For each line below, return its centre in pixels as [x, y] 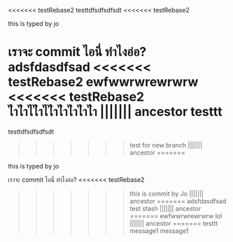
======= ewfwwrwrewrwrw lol [176, 215]
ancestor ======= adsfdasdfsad [178, 201]
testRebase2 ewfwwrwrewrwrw [103, 82]
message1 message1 [159, 231]
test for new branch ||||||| [166, 145]
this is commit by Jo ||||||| [167, 193]
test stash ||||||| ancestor [165, 208]
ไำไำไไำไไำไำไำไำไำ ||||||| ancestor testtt [115, 112]
